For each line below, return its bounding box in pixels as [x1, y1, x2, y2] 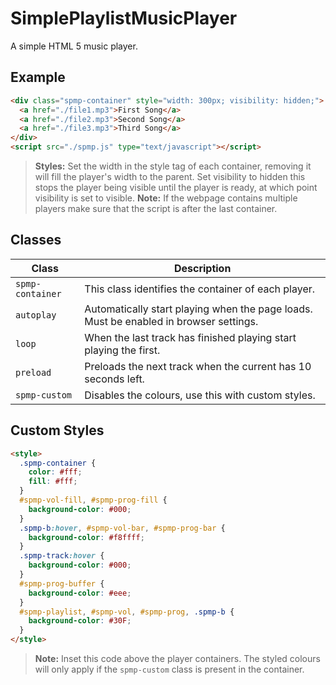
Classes [10, 232, 62, 249]
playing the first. [84, 343, 161, 357]
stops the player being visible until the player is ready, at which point [34, 182, 318, 193]
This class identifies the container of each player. [84, 282, 316, 296]
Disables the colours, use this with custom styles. [84, 388, 316, 402]
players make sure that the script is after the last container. [34, 203, 278, 214]
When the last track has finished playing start [84, 330, 297, 344]
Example [10, 69, 66, 86]
